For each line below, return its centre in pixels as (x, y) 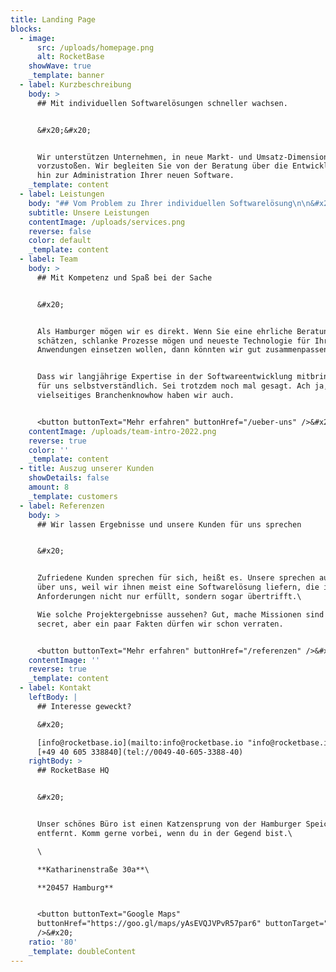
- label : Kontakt (55, 688)
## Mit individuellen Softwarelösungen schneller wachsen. (162, 103)
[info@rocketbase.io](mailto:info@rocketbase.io (140, 742)
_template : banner (66, 76)
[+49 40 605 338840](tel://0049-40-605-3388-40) (140, 752)
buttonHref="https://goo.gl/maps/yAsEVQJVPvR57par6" (149, 924)
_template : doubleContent (82, 951)
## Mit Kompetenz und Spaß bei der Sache (124, 277)
